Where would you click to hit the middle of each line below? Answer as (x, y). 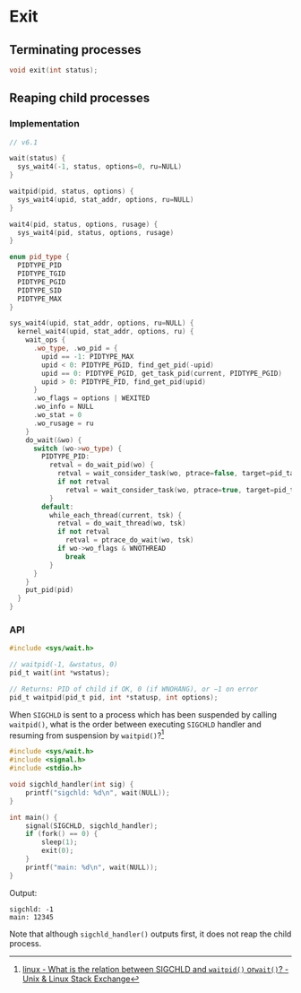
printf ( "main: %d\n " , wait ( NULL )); (92, 867)
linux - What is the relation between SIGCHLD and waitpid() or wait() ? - (155, 969)
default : (58, 507)
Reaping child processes (80, 98)
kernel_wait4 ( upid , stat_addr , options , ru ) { (106, 332)
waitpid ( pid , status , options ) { (72, 192)
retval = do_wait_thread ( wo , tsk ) (121, 523)
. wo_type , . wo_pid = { (75, 348)
